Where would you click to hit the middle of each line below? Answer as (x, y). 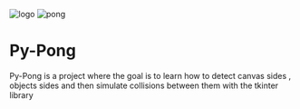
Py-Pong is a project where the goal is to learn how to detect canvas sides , (150, 75)
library (21, 94)
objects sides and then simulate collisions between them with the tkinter (144, 85)
